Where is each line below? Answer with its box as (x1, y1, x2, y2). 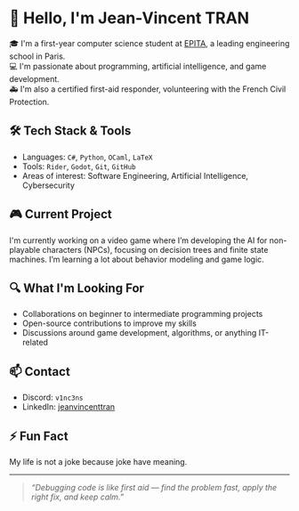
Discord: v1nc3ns (21, 392, 84, 403)
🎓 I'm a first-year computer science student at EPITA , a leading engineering (9, 37, 290, 48)
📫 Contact (9, 364, 71, 379)
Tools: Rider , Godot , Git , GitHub (21, 160, 136, 172)
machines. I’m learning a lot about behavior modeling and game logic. (9, 254, 264, 264)
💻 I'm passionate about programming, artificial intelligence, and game (9, 61, 267, 71)
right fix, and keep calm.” (30, 491, 125, 502)
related (21, 337, 49, 348)
